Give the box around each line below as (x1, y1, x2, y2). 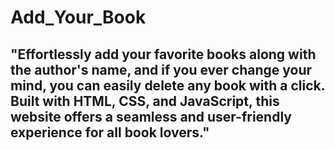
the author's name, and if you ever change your (10, 61, 313, 78)
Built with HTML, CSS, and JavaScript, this (10, 92, 280, 110)
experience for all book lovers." (10, 124, 210, 141)
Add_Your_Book (10, 6, 147, 29)
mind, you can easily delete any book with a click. (10, 77, 326, 94)
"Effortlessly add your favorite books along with (10, 46, 317, 63)
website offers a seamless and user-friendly (10, 108, 292, 125)
